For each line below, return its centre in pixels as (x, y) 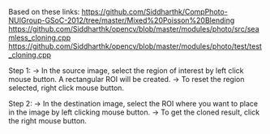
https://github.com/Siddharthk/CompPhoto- (155, 12)
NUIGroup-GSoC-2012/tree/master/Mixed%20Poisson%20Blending (122, 20)
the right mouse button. (48, 121)
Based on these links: (44, 12)
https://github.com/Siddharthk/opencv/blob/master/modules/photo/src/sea (134, 29)
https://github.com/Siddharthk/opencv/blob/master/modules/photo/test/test (135, 46)
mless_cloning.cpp (40, 37)
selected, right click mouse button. (66, 88)
